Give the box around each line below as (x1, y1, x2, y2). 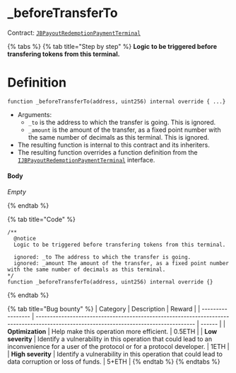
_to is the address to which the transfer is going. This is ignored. (28, 118, 216, 126)
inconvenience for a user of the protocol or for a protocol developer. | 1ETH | (7, 343, 230, 351)
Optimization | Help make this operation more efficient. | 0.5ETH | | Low (7, 328, 218, 336)
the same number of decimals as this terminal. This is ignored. (28, 133, 210, 141)
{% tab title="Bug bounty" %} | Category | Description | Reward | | (7, 305, 201, 313)
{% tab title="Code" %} (7, 215, 76, 224)
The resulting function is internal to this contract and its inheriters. (17, 140, 210, 149)
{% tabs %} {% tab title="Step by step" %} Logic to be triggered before (7, 42, 218, 50)
